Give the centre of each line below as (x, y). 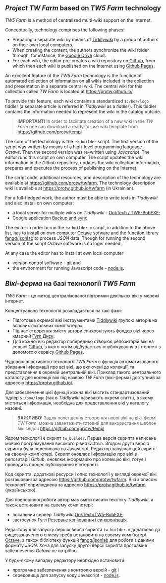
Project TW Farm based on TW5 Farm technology (83, 8)
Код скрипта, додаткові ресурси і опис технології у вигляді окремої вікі (81, 474)
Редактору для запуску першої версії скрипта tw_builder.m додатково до (83, 529)
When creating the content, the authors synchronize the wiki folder (81, 50)
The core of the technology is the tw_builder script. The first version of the (82, 141)
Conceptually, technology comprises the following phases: (65, 30)
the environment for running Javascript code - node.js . (68, 268)
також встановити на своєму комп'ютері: (49, 505)
